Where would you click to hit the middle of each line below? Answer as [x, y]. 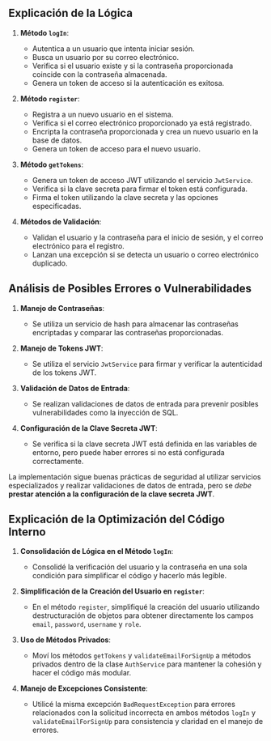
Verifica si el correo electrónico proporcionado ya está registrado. [142, 123]
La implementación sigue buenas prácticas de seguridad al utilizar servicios [135, 476]
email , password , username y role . [87, 624]
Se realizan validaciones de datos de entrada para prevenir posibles [145, 403]
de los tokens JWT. [64, 373]
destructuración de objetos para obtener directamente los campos [143, 615]
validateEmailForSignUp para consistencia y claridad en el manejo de [148, 722]
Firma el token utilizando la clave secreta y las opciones [125, 197]
